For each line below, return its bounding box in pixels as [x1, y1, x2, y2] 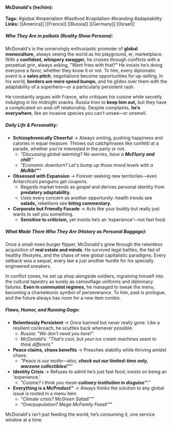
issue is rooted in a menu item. [12, 391, 78, 397]
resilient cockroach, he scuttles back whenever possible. [12, 325, 133, 331]
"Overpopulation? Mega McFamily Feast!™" [20, 401, 112, 407]
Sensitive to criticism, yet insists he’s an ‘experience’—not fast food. [20, 217, 167, 223]
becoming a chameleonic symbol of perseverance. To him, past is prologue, [5, 289, 166, 296]
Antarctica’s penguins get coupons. [12, 179, 88, 185]
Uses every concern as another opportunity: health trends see [20, 195, 152, 201]
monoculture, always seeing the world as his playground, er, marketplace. [5, 51, 163, 57]
